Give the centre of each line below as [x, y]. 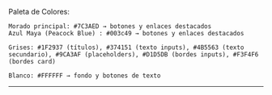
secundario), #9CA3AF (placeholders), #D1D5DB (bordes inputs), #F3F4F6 [134, 55]
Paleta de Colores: [39, 12]
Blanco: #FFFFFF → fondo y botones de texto [85, 76]
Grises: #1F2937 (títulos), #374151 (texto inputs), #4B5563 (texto [126, 47]
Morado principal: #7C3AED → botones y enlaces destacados [110, 27]
